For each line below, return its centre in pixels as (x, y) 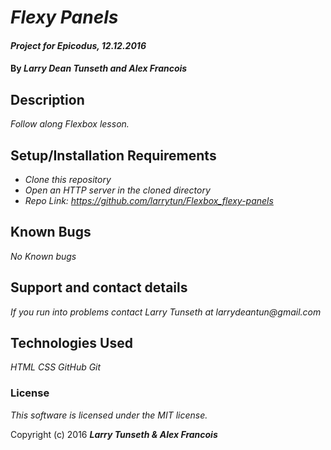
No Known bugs (43, 256)
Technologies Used (71, 343)
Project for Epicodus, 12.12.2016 (78, 45)
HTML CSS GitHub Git (56, 367)
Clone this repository (68, 179)
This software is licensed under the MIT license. (109, 415)
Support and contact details (99, 287)
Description (47, 99)
